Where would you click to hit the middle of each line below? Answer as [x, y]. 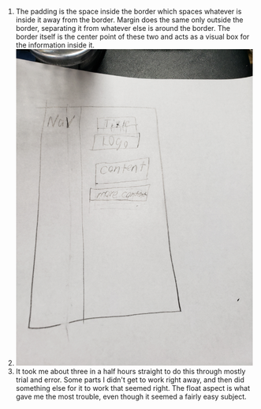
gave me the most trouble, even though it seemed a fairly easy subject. [131, 397]
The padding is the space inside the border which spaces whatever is [129, 11]
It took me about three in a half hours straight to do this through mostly [130, 372]
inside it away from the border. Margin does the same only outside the [129, 20]
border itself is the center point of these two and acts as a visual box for [132, 36]
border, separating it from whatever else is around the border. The [123, 28]
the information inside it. [55, 45]
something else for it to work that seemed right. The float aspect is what [133, 388]
